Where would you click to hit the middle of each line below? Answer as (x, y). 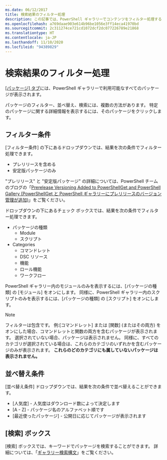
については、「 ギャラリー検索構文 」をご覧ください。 (63, 452)
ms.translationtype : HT (30, 33)
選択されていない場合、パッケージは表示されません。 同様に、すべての (87, 338)
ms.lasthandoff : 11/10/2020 (34, 42)
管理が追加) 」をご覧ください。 (37, 200)
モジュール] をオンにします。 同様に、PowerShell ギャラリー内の (85, 292)
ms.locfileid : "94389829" (32, 47)
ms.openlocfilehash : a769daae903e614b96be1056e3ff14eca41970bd (72, 24)
